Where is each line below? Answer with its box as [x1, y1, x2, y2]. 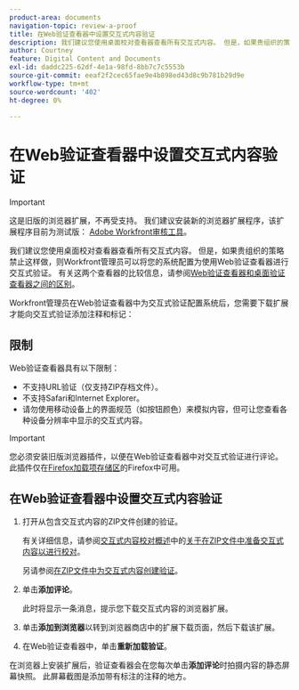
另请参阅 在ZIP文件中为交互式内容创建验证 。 [21, 564, 183, 575]
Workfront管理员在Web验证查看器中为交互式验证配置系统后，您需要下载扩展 [9, 297, 289, 308]
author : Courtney [9, 46, 74, 55]
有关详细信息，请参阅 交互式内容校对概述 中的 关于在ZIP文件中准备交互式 [21, 535, 285, 546]
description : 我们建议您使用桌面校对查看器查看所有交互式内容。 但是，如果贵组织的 [9, 37, 284, 47]
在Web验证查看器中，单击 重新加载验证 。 [21, 640, 172, 651]
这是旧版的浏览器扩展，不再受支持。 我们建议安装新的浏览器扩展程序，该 [9, 215, 277, 226]
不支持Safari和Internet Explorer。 [21, 393, 145, 403]
